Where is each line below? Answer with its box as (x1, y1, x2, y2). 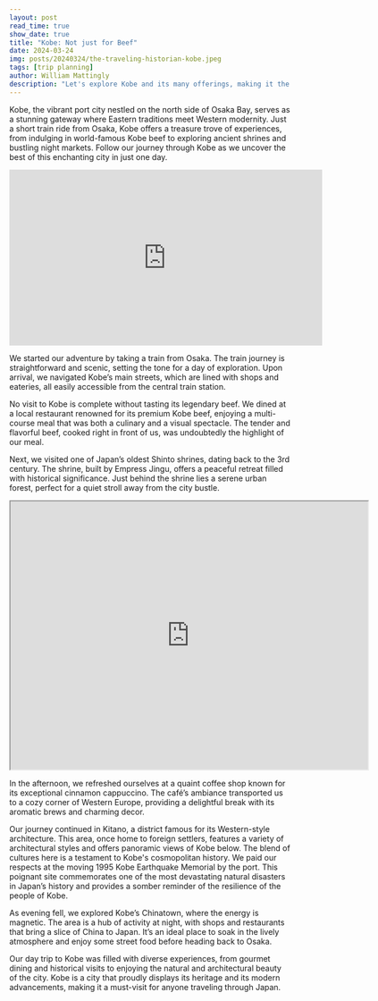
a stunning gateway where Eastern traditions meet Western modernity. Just (9, 114, 288, 124)
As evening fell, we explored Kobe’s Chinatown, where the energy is (9, 907, 259, 918)
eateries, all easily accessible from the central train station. (9, 381, 226, 391)
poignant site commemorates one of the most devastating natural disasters (9, 871, 286, 881)
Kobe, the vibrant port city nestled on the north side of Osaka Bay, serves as (9, 104, 290, 114)
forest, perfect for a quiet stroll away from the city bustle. (9, 482, 221, 492)
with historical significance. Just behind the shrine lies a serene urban (9, 473, 267, 484)
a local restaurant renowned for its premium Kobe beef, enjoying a (9, 408, 253, 418)
